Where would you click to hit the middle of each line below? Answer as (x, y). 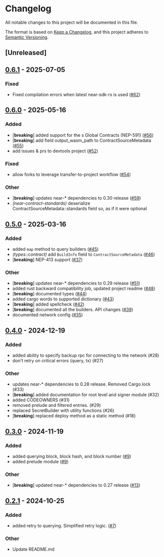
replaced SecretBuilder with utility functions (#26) (63, 411)
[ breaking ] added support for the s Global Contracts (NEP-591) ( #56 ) (83, 135)
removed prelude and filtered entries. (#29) (56, 405)
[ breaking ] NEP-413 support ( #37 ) (47, 259)
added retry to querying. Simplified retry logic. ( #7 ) (64, 525)
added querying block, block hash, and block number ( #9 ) (72, 456)
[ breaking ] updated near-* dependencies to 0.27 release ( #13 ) (76, 485)
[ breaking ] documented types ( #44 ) (50, 294)
